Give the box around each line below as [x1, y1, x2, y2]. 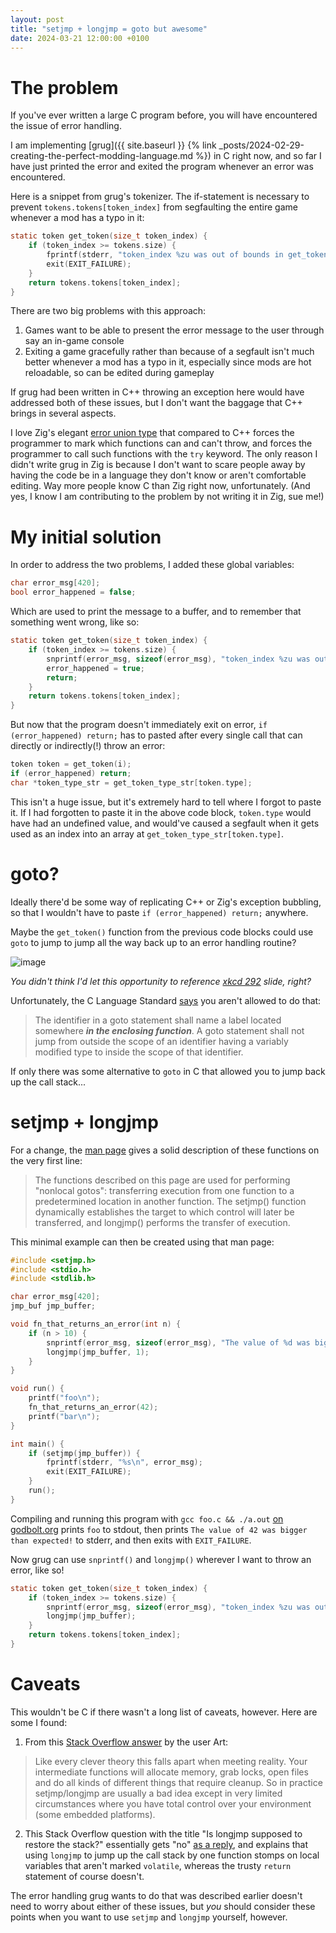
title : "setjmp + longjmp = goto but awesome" [10, 24, 208, 34]
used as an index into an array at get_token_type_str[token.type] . [10, 827, 285, 840]
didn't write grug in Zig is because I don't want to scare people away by [10, 459, 306, 471]
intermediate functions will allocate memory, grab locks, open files [34, 1766, 309, 1778]
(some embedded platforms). [34, 1808, 156, 1820]
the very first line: [10, 1154, 83, 1166]
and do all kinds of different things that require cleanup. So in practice [34, 1776, 323, 1788]
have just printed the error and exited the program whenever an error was [10, 161, 314, 173]
